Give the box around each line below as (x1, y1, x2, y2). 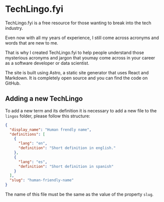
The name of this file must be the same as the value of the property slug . (5, 192, 154, 197)
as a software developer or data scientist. (5, 60, 90, 66)
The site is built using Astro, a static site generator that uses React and (5, 69, 149, 75)
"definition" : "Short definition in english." (18, 146, 116, 151)
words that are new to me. (5, 40, 58, 46)
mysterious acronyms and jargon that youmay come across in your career (5, 54, 156, 60)
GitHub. (5, 80, 21, 86)
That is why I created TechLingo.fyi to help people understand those (5, 50, 144, 55)
